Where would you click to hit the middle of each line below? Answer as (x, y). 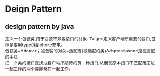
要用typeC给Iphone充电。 (39, 45)
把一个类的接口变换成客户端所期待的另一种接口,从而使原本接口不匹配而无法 (80, 63)
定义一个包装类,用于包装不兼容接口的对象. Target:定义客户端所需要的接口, (78, 39)
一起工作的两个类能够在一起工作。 (39, 69)
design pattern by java (40, 27)
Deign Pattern (33, 9)
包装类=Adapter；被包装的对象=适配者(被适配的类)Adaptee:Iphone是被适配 (80, 51)
